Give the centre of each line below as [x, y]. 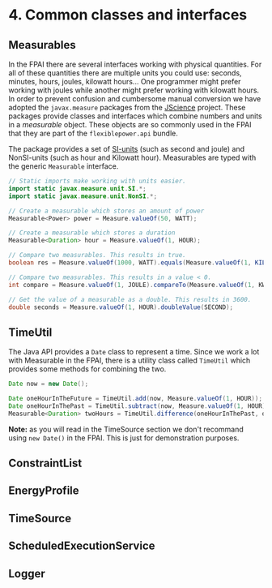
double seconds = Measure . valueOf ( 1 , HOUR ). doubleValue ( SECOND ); [121, 307]
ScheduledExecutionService [82, 546]
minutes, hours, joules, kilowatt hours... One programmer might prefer [125, 82]
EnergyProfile [44, 491]
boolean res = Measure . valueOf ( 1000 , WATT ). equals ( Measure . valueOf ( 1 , [130, 263]
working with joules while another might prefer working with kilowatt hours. [134, 90]
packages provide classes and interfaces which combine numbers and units [135, 116]
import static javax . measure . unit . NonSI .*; [83, 196]
